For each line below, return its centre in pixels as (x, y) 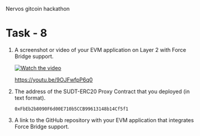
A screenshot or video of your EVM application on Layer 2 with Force (100, 50)
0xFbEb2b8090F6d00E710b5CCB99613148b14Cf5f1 (71, 109)
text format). (30, 98)
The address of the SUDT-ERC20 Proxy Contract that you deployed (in (102, 91)
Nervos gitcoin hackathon (38, 9)
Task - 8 (27, 33)
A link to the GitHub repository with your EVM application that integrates (104, 120)
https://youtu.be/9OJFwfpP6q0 (53, 79)
